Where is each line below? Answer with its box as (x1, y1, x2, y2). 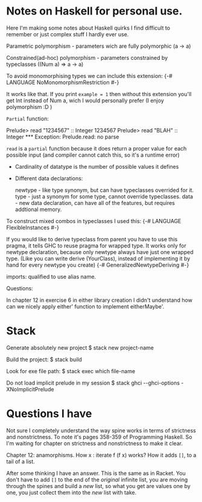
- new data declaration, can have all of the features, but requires (14, 199, 175, 206)
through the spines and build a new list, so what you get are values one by (6, 482, 191, 489)
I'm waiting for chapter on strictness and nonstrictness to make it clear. (6, 440, 183, 447)
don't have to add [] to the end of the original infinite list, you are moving (6, 476, 188, 483)
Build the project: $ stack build (6, 356, 83, 363)
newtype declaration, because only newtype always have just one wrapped (6, 248, 194, 255)
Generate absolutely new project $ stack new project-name (6, 344, 154, 351)
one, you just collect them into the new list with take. (6, 489, 137, 496)
